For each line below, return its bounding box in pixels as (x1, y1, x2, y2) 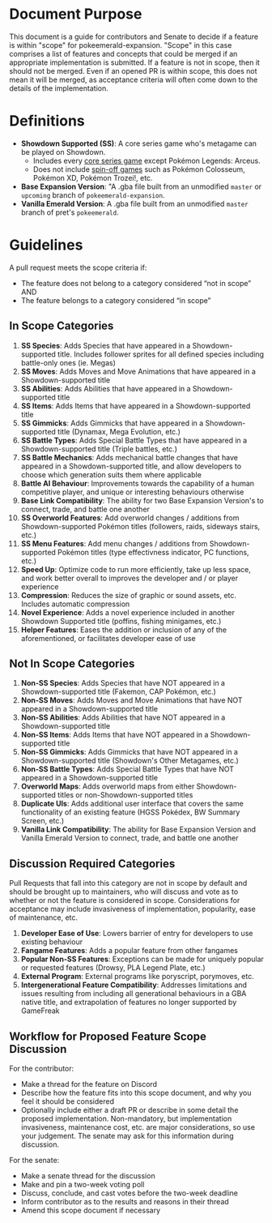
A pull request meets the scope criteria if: (9, 263, 147, 272)
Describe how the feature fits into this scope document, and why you (20, 1088, 252, 1098)
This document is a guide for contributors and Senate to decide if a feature (9, 32, 258, 41)
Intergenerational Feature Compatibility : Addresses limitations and (20, 980, 248, 990)
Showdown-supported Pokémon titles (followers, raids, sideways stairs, (20, 521, 261, 531)
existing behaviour (20, 937, 83, 947)
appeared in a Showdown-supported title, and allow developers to (20, 461, 242, 471)
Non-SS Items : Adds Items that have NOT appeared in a (20, 730, 209, 740)
